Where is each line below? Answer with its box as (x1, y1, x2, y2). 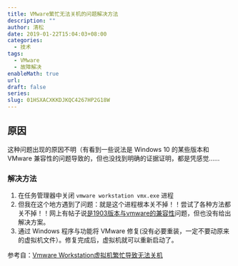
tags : (7, 51, 24, 58)
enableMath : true (7, 70, 59, 77)
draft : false (7, 83, 46, 91)
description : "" (7, 17, 56, 24)
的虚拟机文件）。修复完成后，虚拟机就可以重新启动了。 (17, 236, 178, 245)
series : (7, 90, 31, 97)
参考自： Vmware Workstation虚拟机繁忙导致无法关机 (7, 251, 163, 260)
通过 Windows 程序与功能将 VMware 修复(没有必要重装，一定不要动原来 (17, 227, 230, 235)
